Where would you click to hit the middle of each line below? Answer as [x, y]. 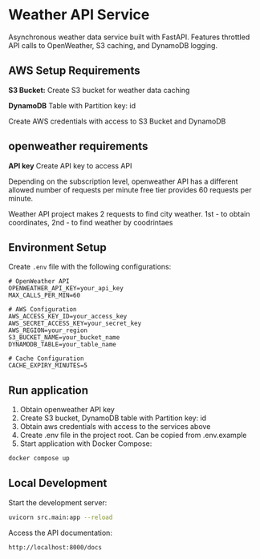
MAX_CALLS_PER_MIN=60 [45, 296]
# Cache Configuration [46, 358]
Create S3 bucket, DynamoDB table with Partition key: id [113, 418]
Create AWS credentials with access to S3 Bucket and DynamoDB [117, 121]
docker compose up [39, 459]
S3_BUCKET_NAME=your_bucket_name [64, 338]
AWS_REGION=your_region [48, 330]
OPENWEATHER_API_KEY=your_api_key [66, 289]
